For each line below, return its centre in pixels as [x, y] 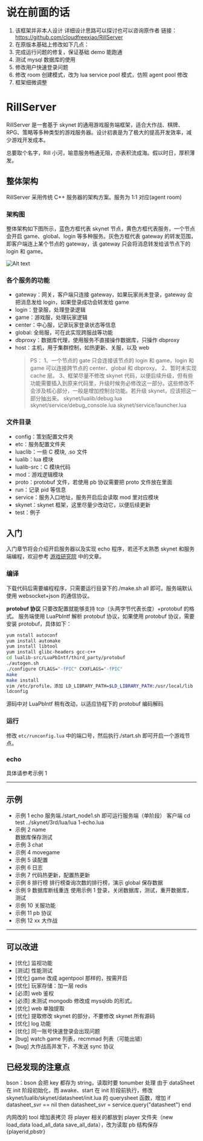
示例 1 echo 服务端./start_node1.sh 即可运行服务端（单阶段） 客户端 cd [102, 815]
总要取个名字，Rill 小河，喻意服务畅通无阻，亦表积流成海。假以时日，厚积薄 [101, 153]
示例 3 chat [29, 845]
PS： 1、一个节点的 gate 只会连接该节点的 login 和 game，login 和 [112, 361]
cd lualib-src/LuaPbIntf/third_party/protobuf [66, 658]
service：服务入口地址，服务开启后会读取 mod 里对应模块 [87, 497]
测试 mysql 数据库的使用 [45, 59]
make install [23, 680]
